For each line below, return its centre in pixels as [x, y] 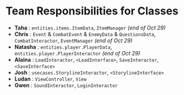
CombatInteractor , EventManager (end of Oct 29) [73, 40]
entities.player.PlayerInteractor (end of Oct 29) [77, 53]
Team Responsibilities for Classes [92, 11]
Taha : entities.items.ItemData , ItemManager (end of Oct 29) [90, 28]
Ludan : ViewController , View [50, 79]
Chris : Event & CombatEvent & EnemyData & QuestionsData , [85, 34]
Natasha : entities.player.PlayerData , [63, 47]
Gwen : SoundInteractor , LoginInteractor [66, 85]
